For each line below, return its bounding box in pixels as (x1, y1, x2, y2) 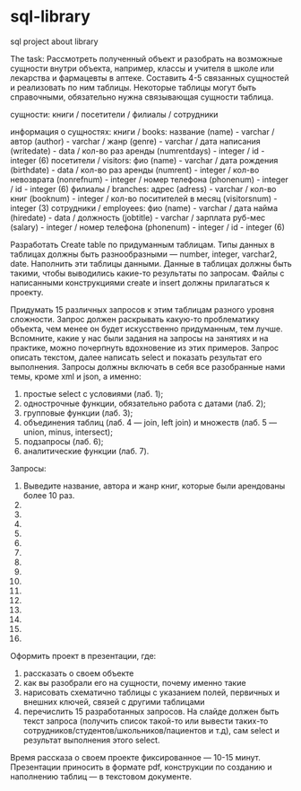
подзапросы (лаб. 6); (22, 435, 104, 446)
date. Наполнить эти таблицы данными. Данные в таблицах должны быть (10, 258, 292, 268)
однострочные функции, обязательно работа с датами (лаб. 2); (22, 398, 267, 409)
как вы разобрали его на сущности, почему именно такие (22, 677, 246, 688)
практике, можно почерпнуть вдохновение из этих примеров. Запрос (10, 342, 279, 353)
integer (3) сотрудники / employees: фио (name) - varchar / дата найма (10, 202, 279, 213)
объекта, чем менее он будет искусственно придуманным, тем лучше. (10, 323, 283, 334)
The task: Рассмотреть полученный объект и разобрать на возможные (10, 53, 283, 64)
